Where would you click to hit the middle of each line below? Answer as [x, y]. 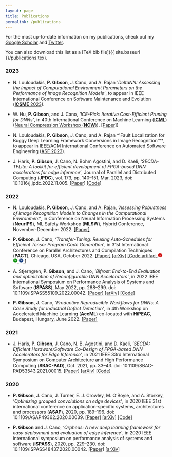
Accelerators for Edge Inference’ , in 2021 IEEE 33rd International [81, 355]
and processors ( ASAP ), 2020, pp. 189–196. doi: [63, 412]
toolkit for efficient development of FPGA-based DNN [90, 166]
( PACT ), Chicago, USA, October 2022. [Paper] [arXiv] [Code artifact [85, 255]
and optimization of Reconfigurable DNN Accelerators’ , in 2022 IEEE [85, 276]
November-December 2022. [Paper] [51, 229]
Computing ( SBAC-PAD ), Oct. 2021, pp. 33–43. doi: [67, 366]
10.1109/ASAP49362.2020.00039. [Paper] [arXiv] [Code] [72, 417]
